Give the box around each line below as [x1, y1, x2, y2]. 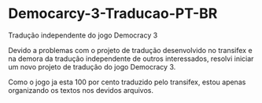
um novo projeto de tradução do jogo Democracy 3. [8, 62, 176, 71]
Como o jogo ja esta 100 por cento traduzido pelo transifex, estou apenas [8, 77, 246, 87]
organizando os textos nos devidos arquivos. [8, 85, 153, 94]
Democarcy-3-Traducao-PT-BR [8, 5, 218, 23]
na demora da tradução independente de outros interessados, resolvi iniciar [8, 54, 254, 63]
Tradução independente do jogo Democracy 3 [8, 30, 158, 40]
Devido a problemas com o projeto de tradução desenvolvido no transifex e [8, 45, 253, 55]
